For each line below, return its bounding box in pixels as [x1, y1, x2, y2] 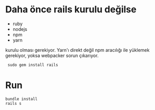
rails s [5, 101, 22, 106]
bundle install [5, 96, 38, 101]
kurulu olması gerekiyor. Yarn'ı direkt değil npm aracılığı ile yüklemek [5, 47, 150, 53]
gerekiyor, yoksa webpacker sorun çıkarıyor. [5, 52, 99, 59]
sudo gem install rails [7, 62, 58, 67]
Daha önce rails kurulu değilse [5, 4, 137, 15]
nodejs [12, 26, 27, 32]
